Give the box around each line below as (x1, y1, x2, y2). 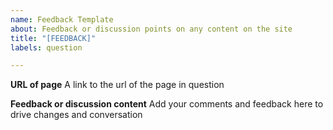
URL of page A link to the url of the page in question (10, 79, 225, 91)
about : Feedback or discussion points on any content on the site (10, 24, 293, 34)
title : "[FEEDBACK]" (10, 33, 97, 43)
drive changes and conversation (10, 109, 143, 121)
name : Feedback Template (10, 14, 114, 25)
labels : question (10, 42, 83, 53)
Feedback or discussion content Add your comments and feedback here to (10, 98, 324, 110)
